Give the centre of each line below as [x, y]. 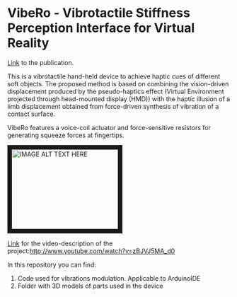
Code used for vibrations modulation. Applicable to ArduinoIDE [109, 278]
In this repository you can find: [52, 264]
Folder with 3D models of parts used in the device [90, 286]
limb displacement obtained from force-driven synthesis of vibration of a [113, 106]
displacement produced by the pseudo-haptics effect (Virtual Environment [116, 91]
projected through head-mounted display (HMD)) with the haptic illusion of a [119, 99]
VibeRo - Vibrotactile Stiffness [99, 13]
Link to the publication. [41, 62]
